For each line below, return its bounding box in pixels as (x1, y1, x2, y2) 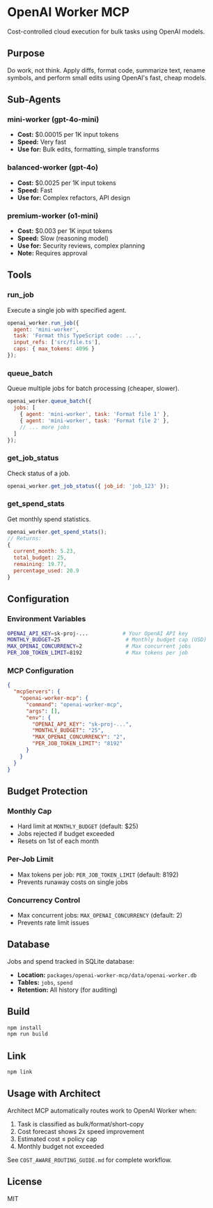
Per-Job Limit (7, 854, 54, 864)
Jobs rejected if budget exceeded (17, 830, 115, 838)
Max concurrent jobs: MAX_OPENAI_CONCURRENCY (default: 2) (17, 911, 183, 919)
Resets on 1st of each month (17, 837, 99, 845)
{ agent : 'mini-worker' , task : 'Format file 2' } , (19, 417, 170, 424)
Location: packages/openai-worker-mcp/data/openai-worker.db (17, 971, 197, 979)
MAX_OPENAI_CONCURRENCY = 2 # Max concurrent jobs (7, 643, 191, 650)
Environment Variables (7, 614, 86, 624)
